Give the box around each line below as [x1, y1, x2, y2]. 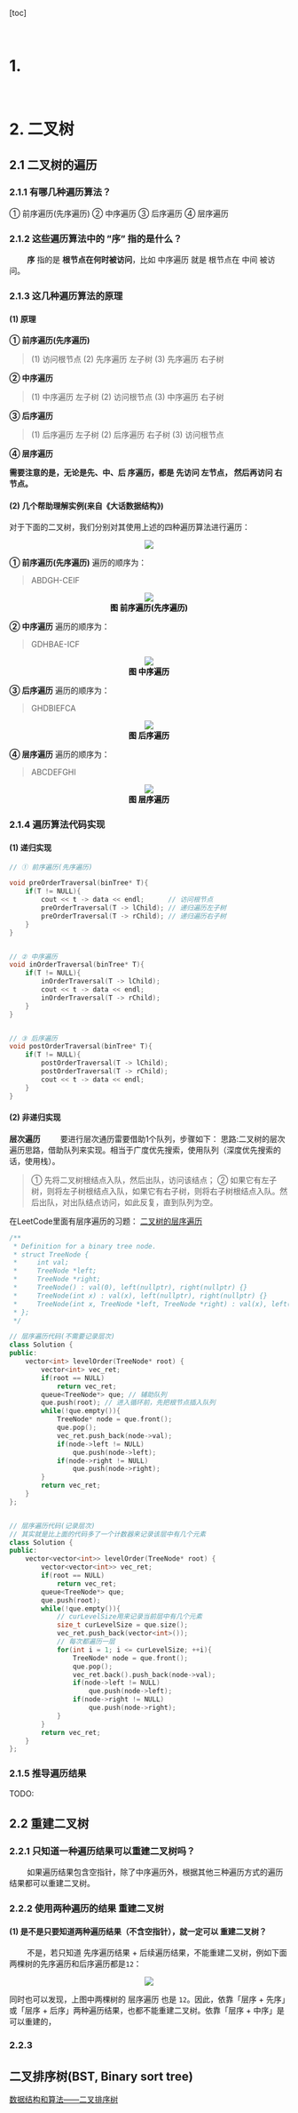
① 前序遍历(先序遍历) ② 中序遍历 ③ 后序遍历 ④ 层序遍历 [9, 208, 229, 219]
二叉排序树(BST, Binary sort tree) [9, 2069, 193, 2084]
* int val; [12, 1258, 69, 1267]
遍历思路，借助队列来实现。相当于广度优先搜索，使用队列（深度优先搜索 [9, 1145, 273, 1155]
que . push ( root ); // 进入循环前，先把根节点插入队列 [41, 1398, 216, 1408]
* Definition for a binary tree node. [12, 1241, 157, 1250]
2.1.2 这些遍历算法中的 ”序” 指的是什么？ [9, 232, 183, 245]
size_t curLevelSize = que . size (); [56, 1620, 189, 1630]
